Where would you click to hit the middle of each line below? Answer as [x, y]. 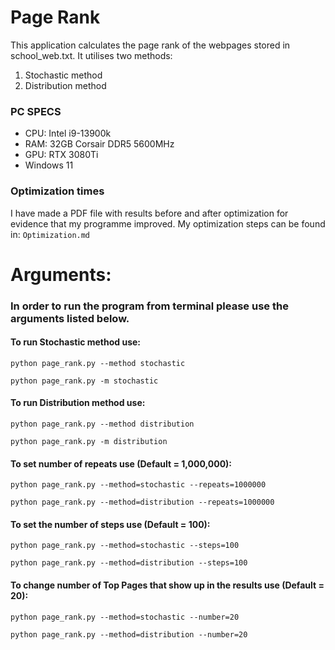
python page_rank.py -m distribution [89, 442]
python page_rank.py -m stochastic [84, 381]
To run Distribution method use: [78, 403]
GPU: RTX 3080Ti [61, 155]
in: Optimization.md [50, 234]
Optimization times [57, 191]
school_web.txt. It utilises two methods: [91, 55]
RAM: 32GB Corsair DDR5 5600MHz [99, 144]
